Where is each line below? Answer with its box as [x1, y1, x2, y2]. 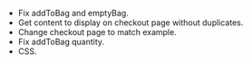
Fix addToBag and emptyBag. [17, 8, 129, 18]
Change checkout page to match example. [17, 27, 177, 37]
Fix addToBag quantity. [17, 36, 105, 47]
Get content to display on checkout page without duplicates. [17, 17, 244, 28]
